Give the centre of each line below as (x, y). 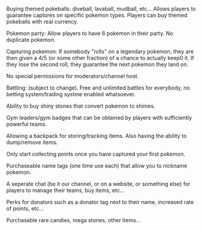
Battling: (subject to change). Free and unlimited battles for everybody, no (98, 88)
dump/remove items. (32, 142)
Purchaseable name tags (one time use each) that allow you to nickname (97, 166)
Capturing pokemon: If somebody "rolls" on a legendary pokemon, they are (100, 51)
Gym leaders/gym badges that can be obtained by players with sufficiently (99, 118)
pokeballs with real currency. (42, 21)
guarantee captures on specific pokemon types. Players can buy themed (97, 15)
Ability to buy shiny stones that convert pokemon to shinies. (81, 106)
